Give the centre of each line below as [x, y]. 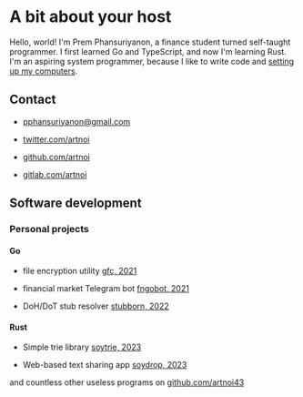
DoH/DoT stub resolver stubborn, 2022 [96, 306]
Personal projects [49, 229]
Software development [76, 204]
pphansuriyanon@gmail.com [76, 121]
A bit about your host [91, 17]
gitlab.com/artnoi [55, 174]
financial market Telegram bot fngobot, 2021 [106, 289]
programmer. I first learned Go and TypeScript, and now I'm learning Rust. [148, 51]
